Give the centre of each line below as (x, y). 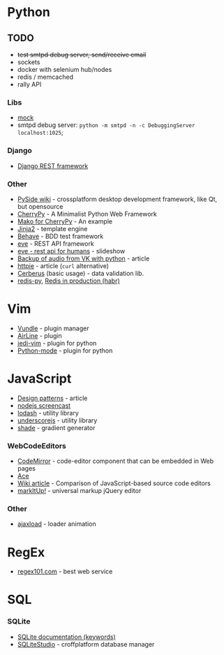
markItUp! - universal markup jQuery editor (79, 491)
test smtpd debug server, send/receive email (82, 54)
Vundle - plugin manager (53, 328)
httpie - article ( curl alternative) (63, 265)
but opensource (40, 206)
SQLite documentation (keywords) (67, 637)
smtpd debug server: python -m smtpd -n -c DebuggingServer (106, 125)
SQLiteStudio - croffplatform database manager (86, 644)
